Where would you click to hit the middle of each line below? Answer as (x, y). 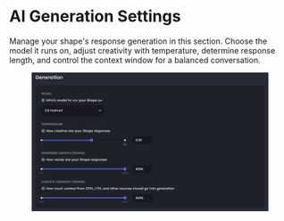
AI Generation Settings (95, 16)
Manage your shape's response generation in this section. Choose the (138, 41)
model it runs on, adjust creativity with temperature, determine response (142, 50)
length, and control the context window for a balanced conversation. (135, 60)
